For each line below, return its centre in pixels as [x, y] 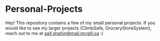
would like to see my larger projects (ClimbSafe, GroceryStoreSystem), [78, 28]
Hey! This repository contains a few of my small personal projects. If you [80, 23]
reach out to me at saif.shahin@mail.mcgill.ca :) [54, 33]
